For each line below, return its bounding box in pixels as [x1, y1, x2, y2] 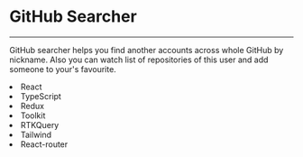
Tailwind [21, 129, 52, 140]
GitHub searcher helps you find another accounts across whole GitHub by [9, 44, 284, 55]
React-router [21, 138, 69, 150]
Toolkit [21, 110, 46, 121]
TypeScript [21, 90, 61, 101]
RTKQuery [21, 119, 60, 130]
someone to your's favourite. [9, 63, 117, 74]
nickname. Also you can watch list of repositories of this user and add [9, 54, 269, 65]
